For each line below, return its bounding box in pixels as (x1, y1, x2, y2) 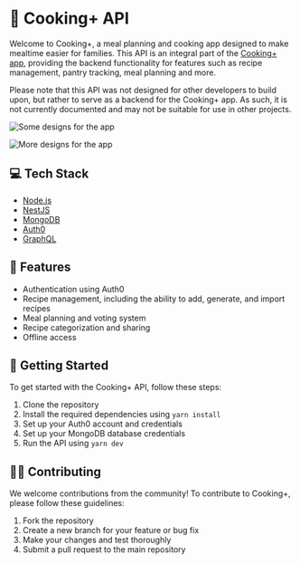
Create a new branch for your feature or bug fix (22, 525, 200, 536)
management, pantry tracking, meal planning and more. (9, 67, 217, 78)
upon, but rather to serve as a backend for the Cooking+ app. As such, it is (9, 94, 287, 105)
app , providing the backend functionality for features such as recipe (9, 57, 263, 68)
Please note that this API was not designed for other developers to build (9, 84, 277, 95)
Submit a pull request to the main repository (22, 544, 186, 555)
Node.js (22, 195, 52, 206)
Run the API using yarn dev (22, 438, 124, 449)
